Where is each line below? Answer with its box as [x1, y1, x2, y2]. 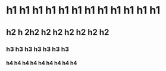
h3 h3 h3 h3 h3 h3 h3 [6, 45, 70, 53]
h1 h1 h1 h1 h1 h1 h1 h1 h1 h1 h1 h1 [6, 4, 161, 17]
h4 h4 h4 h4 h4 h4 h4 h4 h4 [6, 60, 77, 67]
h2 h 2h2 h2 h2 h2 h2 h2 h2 [6, 27, 109, 37]
